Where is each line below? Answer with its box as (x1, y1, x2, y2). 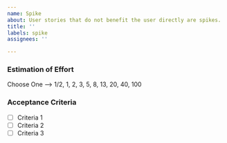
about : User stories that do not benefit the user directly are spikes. (7, 17, 221, 23)
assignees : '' (7, 36, 48, 43)
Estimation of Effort (7, 65, 74, 75)
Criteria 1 (17, 113, 43, 122)
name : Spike (7, 10, 42, 17)
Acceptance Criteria (7, 97, 77, 107)
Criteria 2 (17, 121, 44, 129)
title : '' (7, 23, 36, 30)
